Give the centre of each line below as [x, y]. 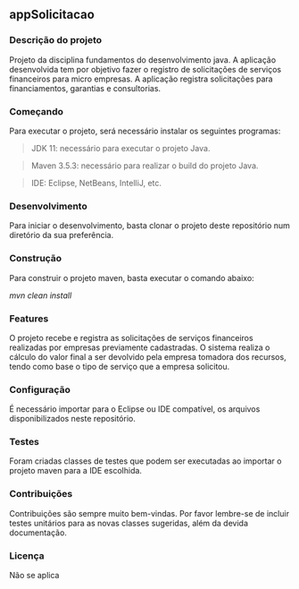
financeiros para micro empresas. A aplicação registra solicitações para [141, 79]
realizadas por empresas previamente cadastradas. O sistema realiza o [140, 347]
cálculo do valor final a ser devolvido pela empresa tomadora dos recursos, [148, 356]
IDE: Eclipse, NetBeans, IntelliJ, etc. [96, 183]
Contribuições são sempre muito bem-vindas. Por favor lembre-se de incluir [149, 513]
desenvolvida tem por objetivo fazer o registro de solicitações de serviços [145, 69]
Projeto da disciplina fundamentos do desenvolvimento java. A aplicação [143, 60]
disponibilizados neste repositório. [72, 419]
